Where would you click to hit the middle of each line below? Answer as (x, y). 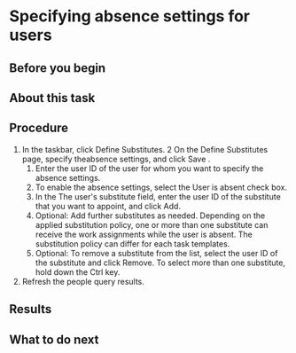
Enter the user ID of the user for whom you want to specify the (149, 168)
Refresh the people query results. (83, 281)
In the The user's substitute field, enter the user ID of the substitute (158, 196)
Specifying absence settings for (130, 16)
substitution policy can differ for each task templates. (132, 243)
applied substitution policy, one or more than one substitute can (152, 224)
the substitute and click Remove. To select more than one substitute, (160, 263)
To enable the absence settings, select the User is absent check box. (161, 187)
